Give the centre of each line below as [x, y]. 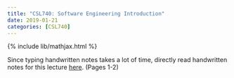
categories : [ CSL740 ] [39, 26]
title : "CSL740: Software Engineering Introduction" [86, 14]
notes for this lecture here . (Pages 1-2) [63, 68]
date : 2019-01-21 [33, 20]
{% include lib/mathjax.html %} [52, 47]
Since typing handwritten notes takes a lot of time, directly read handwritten [117, 60]
